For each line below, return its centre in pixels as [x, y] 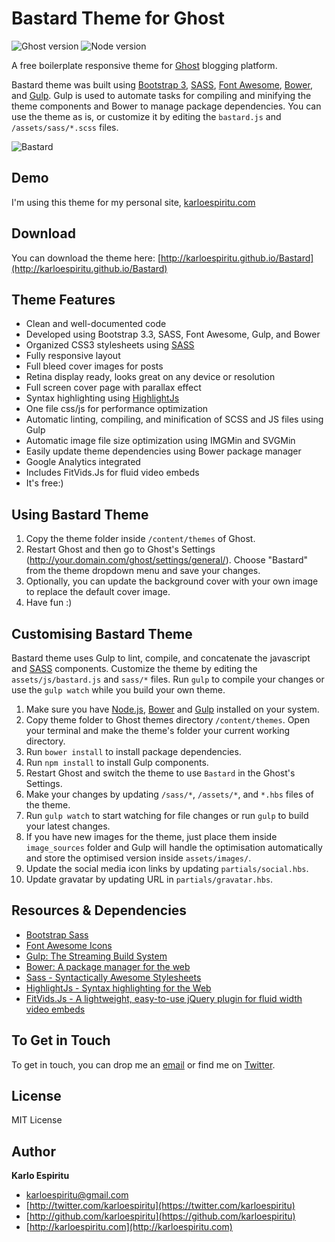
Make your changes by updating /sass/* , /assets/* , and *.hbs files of [169, 794]
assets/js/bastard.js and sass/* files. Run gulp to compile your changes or [168, 679]
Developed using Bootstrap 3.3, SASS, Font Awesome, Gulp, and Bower [173, 334]
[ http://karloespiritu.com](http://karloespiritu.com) [129, 1227]
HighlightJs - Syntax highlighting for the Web [118, 988]
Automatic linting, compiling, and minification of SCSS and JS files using [174, 419]
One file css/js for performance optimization [117, 409]
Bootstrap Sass [57, 934]
